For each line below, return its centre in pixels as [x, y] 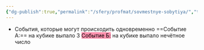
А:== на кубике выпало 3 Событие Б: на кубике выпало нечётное [100, 35]
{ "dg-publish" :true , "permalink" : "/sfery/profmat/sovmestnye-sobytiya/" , [100, 12]
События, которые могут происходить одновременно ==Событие [100, 29]
